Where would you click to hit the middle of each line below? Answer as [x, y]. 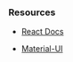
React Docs [42, 32]
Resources [32, 12]
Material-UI [42, 49]
